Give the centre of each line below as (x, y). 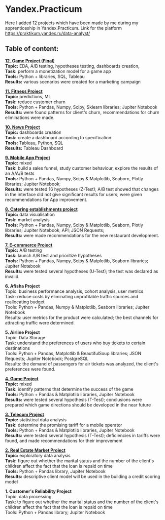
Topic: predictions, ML (28, 96)
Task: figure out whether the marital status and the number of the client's (80, 461)
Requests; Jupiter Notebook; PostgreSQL (47, 359)
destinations (18, 348)
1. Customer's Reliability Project (38, 491)
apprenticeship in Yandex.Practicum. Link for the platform (64, 28)
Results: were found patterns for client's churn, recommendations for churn (82, 112)
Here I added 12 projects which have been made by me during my (72, 23)
